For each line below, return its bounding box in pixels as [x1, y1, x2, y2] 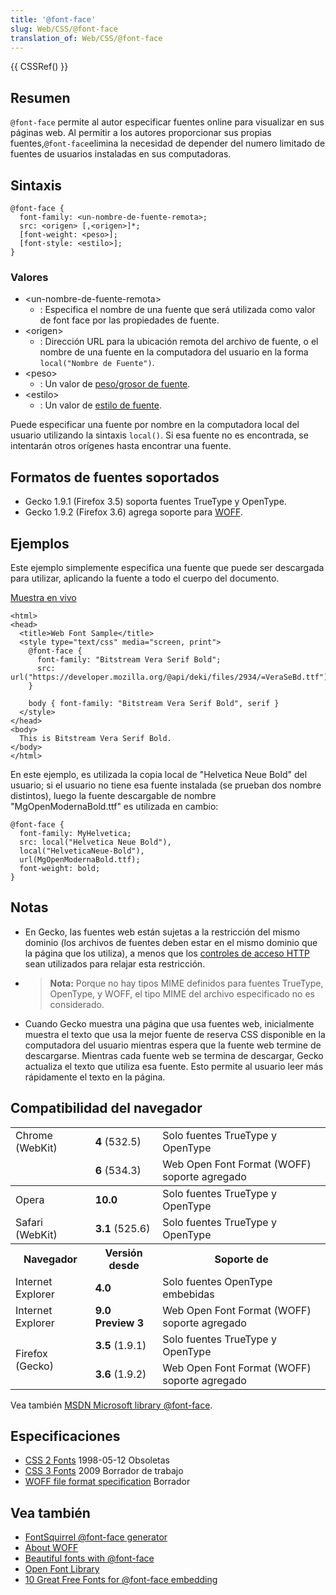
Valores [10, 270, 49, 284]
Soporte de [214, 1252, 269, 1266]
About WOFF [24, 1542, 79, 1554]
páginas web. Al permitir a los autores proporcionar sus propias [10, 127, 272, 139]
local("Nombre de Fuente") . [39, 357, 155, 369]
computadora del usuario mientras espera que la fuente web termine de [24, 1039, 322, 1051]
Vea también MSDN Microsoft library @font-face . [10, 1399, 213, 1411]
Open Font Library [24, 1563, 100, 1575]
